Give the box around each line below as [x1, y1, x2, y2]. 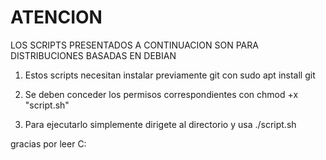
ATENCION [10, 6, 103, 29]
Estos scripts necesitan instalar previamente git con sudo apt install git [24, 69, 316, 81]
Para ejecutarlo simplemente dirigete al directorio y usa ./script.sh [24, 118, 297, 130]
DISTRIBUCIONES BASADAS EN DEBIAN [10, 49, 177, 61]
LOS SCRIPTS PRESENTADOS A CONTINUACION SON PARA [10, 39, 259, 51]
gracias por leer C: [10, 137, 87, 150]
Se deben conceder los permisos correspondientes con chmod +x [24, 88, 299, 100]
